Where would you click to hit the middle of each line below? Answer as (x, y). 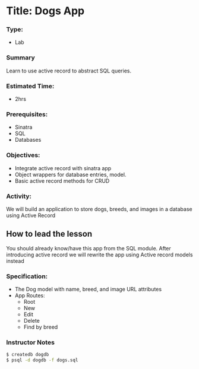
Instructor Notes (31, 342)
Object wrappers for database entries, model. (70, 174)
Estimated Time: (30, 86)
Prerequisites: (27, 114)
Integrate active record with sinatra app (63, 168)
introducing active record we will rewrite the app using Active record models (99, 255)
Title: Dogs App (45, 11)
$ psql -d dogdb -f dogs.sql (42, 360)
